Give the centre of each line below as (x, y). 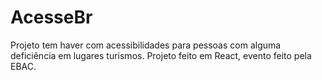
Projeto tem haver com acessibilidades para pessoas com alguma (146, 45)
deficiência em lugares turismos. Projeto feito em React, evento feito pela (161, 55)
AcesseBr (51, 17)
